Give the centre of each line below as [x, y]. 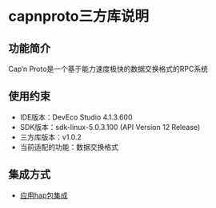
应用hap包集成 [44, 195]
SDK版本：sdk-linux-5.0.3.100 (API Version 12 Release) [110, 127]
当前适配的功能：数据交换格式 [69, 147]
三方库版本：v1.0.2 [51, 137]
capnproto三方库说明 [79, 16]
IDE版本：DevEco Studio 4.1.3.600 [76, 117]
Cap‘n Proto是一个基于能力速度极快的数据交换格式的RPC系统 [108, 69]
